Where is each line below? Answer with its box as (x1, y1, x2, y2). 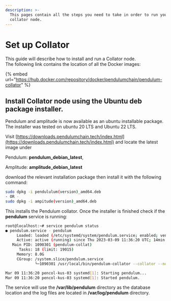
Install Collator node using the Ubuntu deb (5, 96, 142, 105)
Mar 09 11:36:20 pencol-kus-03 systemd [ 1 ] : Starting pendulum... (5, 270, 147, 275)
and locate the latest (115, 139, 158, 145)
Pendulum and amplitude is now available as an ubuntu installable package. (5, 118, 164, 124)
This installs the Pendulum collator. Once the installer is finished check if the (5, 208, 165, 214)
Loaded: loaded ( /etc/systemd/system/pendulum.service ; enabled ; (16, 233, 158, 238)
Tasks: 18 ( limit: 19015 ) (18, 247, 74, 253)
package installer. (5, 105, 64, 113)
